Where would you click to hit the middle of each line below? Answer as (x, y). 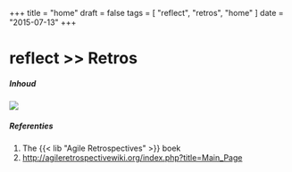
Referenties (31, 126)
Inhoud (23, 83)
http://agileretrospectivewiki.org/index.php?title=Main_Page (132, 158)
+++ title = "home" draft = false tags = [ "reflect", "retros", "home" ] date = (146, 13)
